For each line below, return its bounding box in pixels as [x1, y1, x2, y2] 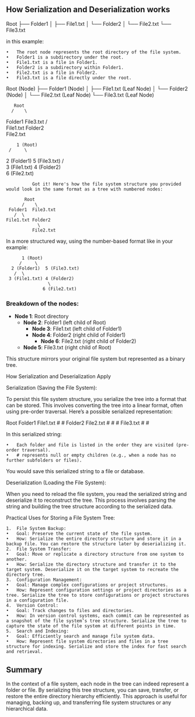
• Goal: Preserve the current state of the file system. [6, 531, 153, 537]
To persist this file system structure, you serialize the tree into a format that [6, 396, 187, 403]
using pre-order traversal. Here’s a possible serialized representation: [6, 408, 173, 415]
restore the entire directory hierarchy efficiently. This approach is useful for [6, 692, 187, 699]
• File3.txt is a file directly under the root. [6, 74, 132, 81]
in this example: [6, 38, 44, 45]
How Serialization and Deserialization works [6, 5, 170, 15]
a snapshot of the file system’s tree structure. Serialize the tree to [6, 618, 187, 624]
